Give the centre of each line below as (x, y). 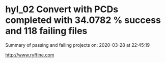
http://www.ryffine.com (30, 55)
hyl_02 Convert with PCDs (62, 9)
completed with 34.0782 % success (83, 20)
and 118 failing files (46, 31)
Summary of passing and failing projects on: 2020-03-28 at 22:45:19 (78, 45)
